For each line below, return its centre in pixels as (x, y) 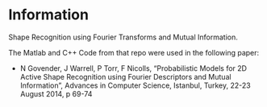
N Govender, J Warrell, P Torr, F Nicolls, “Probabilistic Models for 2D (133, 68)
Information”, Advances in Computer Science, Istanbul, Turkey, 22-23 (136, 85)
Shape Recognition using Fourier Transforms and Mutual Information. (123, 37)
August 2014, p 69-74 (56, 93)
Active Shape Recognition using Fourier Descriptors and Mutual (125, 76)
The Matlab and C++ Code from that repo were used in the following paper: (134, 52)
